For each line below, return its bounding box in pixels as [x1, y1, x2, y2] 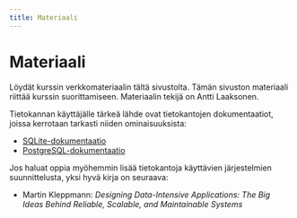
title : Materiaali [9, 13, 78, 22]
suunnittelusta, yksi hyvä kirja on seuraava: [9, 171, 169, 182]
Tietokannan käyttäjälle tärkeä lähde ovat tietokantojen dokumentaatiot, [9, 109, 274, 119]
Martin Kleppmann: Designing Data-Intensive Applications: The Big [22, 189, 271, 200]
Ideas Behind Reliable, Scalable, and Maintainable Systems [22, 198, 243, 209]
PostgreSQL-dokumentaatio [22, 144, 126, 155]
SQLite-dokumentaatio [22, 135, 107, 146]
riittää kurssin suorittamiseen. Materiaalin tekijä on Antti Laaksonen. [9, 91, 259, 101]
